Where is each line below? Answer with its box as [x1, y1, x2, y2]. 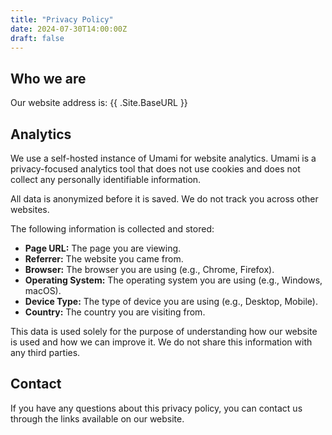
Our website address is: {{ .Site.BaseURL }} [10, 97, 188, 109]
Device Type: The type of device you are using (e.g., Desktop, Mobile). [24, 296, 318, 307]
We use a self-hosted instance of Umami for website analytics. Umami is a [10, 152, 317, 164]
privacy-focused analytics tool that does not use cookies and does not [10, 163, 301, 175]
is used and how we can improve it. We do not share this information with [10, 336, 313, 348]
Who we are [10, 70, 87, 87]
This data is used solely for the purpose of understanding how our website [10, 326, 318, 337]
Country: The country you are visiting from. [24, 306, 206, 318]
